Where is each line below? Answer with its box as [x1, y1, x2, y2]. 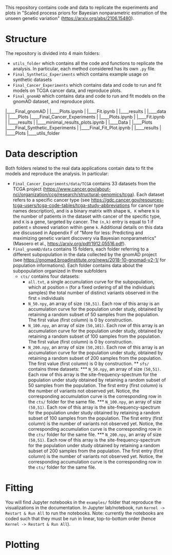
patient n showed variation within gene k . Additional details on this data [12, 224, 163, 230]
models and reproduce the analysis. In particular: [5, 170, 109, 177]
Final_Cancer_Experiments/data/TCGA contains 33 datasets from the [12, 180, 156, 186]
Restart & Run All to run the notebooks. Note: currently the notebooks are [5, 510, 164, 516]
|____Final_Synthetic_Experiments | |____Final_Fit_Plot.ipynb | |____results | [5, 124, 162, 130]
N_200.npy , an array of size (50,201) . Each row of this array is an [28, 344, 164, 350]
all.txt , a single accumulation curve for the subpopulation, [28, 278, 155, 284]
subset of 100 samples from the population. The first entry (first [28, 415, 163, 421]
